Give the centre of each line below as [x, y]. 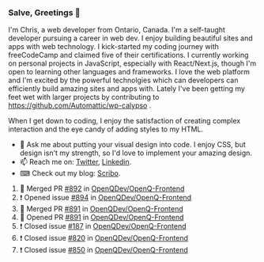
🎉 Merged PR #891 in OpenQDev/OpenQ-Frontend [101, 209]
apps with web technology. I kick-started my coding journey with [113, 47]
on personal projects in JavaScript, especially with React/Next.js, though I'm [132, 63]
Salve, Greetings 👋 [44, 13]
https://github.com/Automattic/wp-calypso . [80, 105]
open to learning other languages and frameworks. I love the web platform [129, 72]
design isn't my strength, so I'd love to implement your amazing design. [136, 153]
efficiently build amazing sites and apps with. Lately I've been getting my [126, 89]
